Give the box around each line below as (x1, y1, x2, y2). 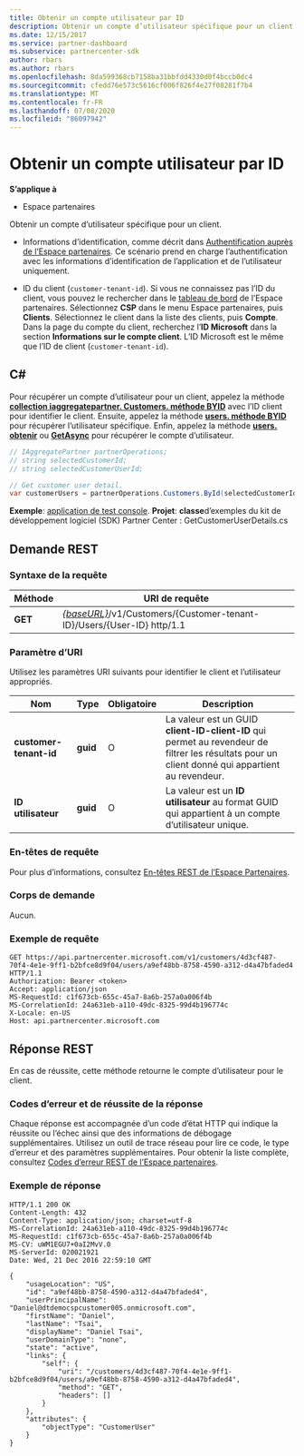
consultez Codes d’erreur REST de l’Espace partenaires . (9, 1156, 219, 1167)
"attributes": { (25, 1414, 88, 1423)
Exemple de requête (9, 932, 100, 945)
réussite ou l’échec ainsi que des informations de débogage (9, 1127, 233, 1139)
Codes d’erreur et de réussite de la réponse (9, 1097, 204, 1110)
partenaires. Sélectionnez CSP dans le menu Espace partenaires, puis (22, 302, 283, 313)
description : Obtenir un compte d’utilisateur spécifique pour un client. (9, 22, 298, 31)
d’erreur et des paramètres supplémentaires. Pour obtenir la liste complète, (9, 1147, 290, 1158)
